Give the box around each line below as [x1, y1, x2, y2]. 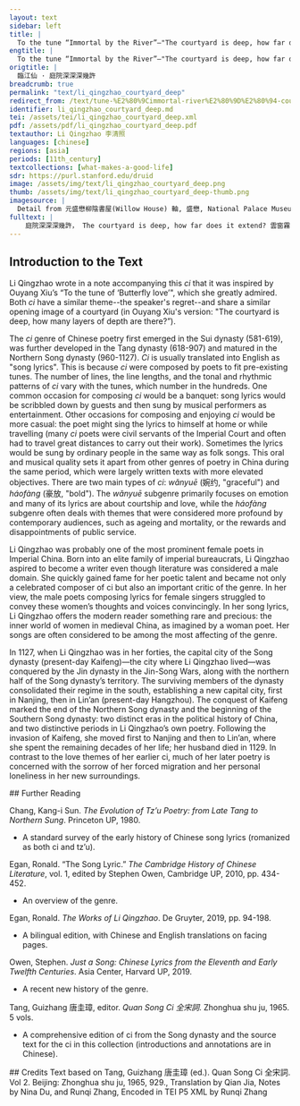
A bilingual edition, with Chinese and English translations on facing [21, 930, 268, 940]
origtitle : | [9, 64, 58, 72]
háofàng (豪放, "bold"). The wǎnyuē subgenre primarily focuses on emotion [9, 489, 288, 499]
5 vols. [9, 1012, 34, 1023]
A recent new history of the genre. [21, 983, 149, 994]
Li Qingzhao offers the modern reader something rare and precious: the [9, 610, 272, 622]
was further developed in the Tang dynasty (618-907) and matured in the [9, 343, 278, 353]
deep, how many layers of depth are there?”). [9, 316, 176, 327]
